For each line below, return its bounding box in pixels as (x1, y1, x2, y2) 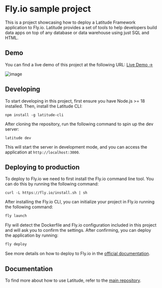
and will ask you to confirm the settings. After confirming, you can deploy (5, 227, 151, 233)
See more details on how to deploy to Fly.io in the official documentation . (5, 251, 150, 257)
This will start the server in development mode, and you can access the (5, 144, 147, 150)
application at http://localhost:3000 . (5, 149, 80, 155)
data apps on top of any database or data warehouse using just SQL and (5, 30, 149, 35)
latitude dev (5, 136, 31, 140)
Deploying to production (5, 163, 80, 171)
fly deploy (5, 242, 27, 247)
